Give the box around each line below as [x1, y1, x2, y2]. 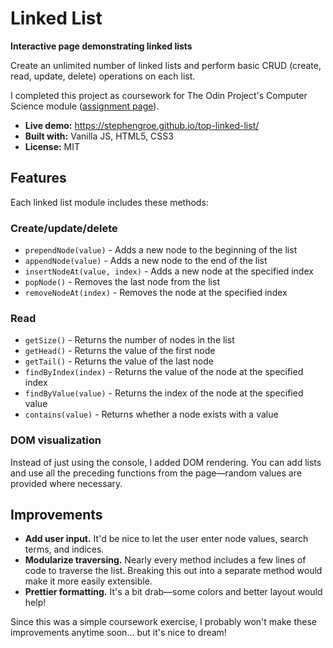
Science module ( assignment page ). [10, 100, 160, 112]
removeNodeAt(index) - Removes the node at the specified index [24, 287, 288, 299]
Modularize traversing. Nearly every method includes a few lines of [24, 554, 307, 566]
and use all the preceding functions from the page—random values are [10, 467, 302, 479]
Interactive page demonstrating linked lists [10, 40, 193, 52]
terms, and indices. [24, 543, 105, 556]
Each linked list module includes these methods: [10, 196, 209, 208]
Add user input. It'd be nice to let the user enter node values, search [24, 533, 309, 545]
